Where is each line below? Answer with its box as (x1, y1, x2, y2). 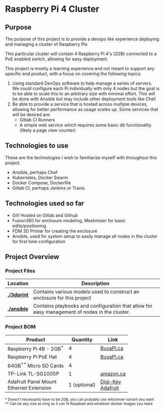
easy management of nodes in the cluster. (33, 309, 131, 316)
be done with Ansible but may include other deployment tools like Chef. (12, 96, 157, 102)
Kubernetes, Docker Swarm (12, 175, 68, 180)
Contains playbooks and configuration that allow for (33, 302, 153, 309)
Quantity (71, 336, 93, 343)
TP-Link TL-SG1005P (7, 370, 59, 377)
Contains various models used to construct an (33, 289, 139, 295)
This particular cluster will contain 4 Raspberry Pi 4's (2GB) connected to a (5, 51, 157, 57)
